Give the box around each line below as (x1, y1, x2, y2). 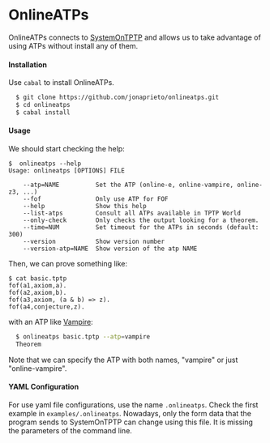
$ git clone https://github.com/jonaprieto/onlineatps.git (15, 93, 220, 102)
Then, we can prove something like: (8, 258, 128, 268)
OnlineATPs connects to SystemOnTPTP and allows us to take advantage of (8, 32, 261, 42)
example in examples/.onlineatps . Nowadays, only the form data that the (8, 408, 251, 418)
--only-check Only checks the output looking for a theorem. (23, 216, 259, 224)
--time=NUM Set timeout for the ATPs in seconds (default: (23, 223, 259, 232)
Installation (8, 59, 47, 70)
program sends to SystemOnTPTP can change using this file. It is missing (8, 417, 254, 427)
